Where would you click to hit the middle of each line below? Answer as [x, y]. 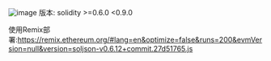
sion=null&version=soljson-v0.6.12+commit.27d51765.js [101, 49]
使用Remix [26, 30]
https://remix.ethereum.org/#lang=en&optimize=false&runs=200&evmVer [140, 40]
